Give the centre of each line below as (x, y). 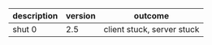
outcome (151, 16)
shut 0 (25, 29)
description (35, 16)
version (80, 16)
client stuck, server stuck (151, 29)
